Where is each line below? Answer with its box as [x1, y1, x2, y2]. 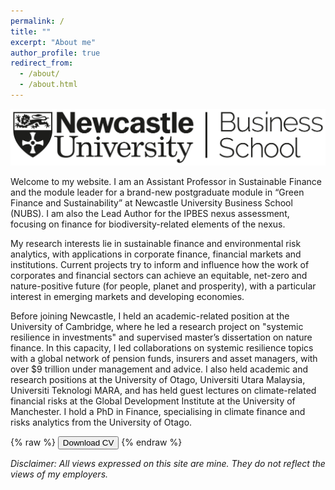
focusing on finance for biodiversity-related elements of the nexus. [10, 218, 286, 230]
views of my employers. [10, 468, 109, 480]
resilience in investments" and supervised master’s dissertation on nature [10, 331, 313, 343]
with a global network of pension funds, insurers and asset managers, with [10, 352, 318, 364]
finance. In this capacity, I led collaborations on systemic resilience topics [10, 341, 314, 354]
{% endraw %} [121, 436, 183, 448]
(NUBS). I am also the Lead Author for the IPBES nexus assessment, [10, 207, 290, 219]
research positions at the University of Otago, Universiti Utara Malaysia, [10, 373, 306, 385]
